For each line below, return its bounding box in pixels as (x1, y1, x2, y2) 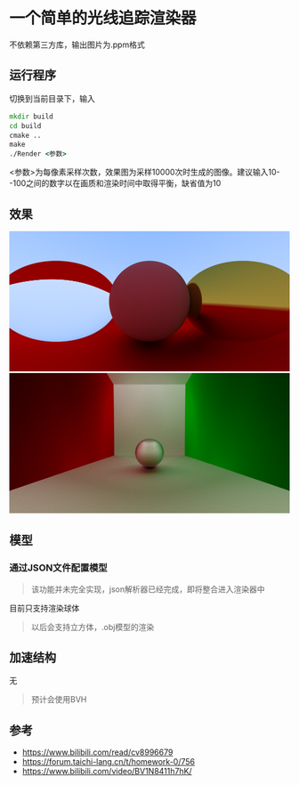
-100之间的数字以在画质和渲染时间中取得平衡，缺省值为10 (9, 178, 222, 189)
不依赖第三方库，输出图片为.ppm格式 (9, 39, 145, 50)
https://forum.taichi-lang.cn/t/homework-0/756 (21, 757, 196, 767)
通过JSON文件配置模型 (9, 562, 109, 574)
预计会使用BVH (30, 694, 87, 705)
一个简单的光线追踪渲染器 (9, 8, 198, 28)
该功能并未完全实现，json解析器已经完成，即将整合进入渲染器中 (30, 584, 265, 595)
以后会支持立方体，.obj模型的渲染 (30, 621, 155, 632)
